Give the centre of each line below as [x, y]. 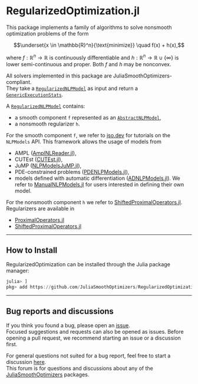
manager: [18, 271]
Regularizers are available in [40, 208]
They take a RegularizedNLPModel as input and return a [72, 88]
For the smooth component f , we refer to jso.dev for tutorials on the [88, 135]
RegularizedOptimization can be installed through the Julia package [88, 264]
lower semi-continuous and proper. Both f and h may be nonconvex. [89, 64]
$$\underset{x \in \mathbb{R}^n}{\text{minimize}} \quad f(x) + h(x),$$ [99, 45]
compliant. [19, 82]
